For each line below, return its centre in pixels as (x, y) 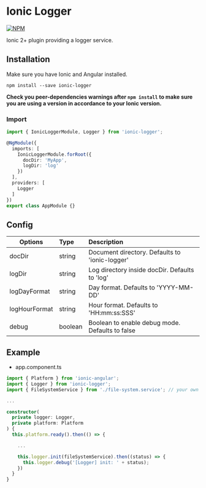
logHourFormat (31, 309)
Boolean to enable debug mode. (135, 323)
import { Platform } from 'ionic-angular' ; (63, 378)
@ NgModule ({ (21, 143)
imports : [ (26, 148)
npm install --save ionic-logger (49, 85)
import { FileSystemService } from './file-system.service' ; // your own (103, 390)
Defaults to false (112, 330)
